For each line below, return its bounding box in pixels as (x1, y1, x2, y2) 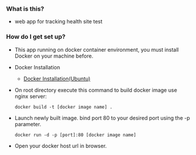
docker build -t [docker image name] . (14, 104, 113, 110)
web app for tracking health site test (14, 18, 103, 25)
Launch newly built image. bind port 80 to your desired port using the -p (14, 114, 190, 122)
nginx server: (14, 93, 47, 100)
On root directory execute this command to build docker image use (14, 86, 178, 93)
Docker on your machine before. (14, 52, 94, 59)
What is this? (6, 5, 44, 13)
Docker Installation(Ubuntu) (23, 75, 91, 82)
